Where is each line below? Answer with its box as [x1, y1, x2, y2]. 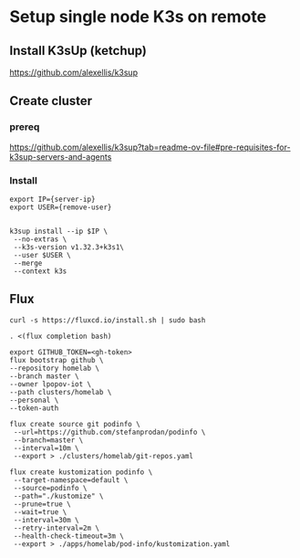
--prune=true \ [13, 500, 71, 509]
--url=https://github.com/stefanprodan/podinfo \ [13, 427, 206, 437]
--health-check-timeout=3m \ [13, 532, 125, 541]
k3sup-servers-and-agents [9, 151, 112, 162]
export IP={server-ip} [9, 195, 96, 204]
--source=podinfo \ [13, 483, 88, 492]
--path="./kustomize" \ [13, 491, 104, 500]
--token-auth [9, 404, 59, 413]
